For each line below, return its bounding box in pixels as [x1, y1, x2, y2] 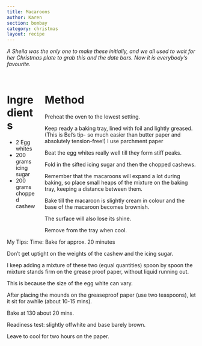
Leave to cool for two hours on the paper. [7, 333, 109, 340]
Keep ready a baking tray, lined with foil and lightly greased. [44, 125, 193, 132]
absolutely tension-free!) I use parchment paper [44, 138, 164, 145]
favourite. [7, 61, 31, 68]
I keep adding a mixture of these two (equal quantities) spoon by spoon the [7, 262, 193, 269]
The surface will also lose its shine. [44, 215, 132, 223]
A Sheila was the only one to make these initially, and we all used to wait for [7, 48, 196, 55]
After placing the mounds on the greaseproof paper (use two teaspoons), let [7, 291, 196, 298]
